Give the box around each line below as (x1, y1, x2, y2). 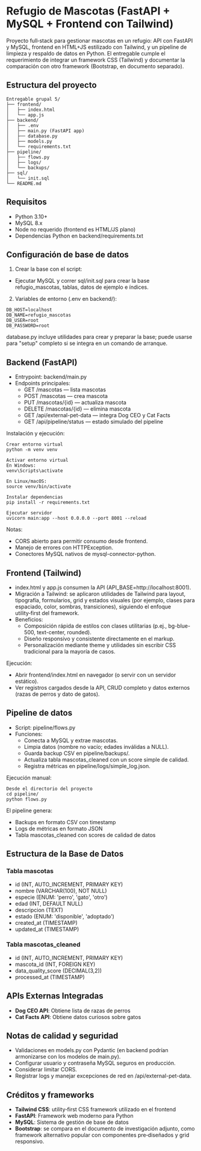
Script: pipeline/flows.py (14, 724, 76, 731)
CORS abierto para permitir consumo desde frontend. (14, 538, 148, 545)
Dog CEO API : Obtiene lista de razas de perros (14, 1007, 131, 1014)
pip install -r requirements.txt (6, 499, 90, 506)
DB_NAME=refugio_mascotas (6, 312, 71, 318)
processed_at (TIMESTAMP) (14, 973, 85, 980)
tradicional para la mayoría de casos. (23, 648, 116, 655)
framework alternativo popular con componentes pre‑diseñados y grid (14, 1132, 190, 1139)
